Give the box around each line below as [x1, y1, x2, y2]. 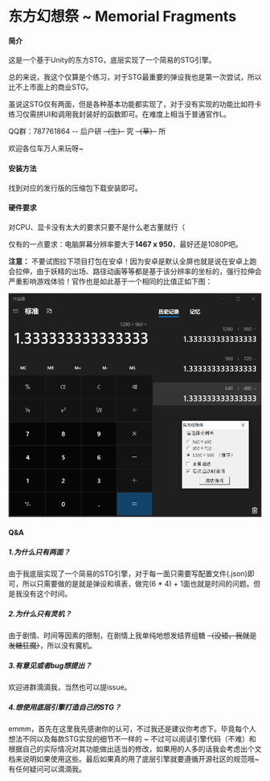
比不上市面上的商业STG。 [8, 82, 93, 92]
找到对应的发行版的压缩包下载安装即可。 [8, 182, 142, 193]
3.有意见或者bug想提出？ [8, 660, 92, 670]
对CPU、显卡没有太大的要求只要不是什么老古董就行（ [8, 222, 186, 231]
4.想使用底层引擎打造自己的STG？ [8, 702, 122, 712]
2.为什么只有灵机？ [8, 608, 72, 619]
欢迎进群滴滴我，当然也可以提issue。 [8, 682, 132, 692]
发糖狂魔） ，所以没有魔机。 [8, 640, 96, 651]
